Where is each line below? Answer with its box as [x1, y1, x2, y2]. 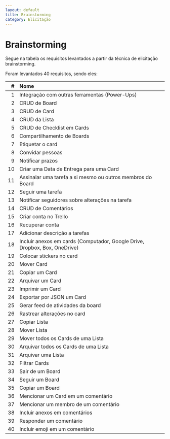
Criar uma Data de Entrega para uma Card [19, 165, 119, 173]
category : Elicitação [5, 17, 51, 22]
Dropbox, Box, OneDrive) [19, 244, 79, 251]
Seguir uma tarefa [19, 188, 62, 195]
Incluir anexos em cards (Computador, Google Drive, [19, 238, 144, 245]
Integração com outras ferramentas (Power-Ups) [19, 91, 137, 98]
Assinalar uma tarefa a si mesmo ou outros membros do [19, 174, 152, 181]
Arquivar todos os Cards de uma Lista [19, 343, 109, 350]
